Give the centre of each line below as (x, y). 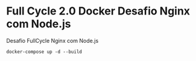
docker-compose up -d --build (44, 52)
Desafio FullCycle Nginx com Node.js (52, 40)
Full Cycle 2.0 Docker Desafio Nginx (98, 11)
